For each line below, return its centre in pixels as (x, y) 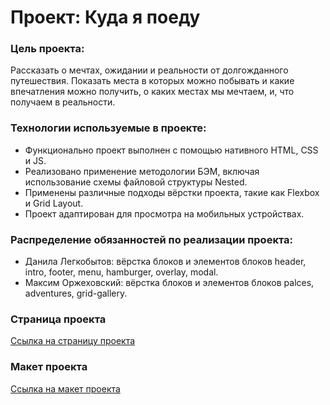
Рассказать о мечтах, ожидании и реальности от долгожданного (149, 70)
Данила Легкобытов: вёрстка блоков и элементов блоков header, (165, 262)
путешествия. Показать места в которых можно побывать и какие (152, 81)
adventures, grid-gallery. (76, 293)
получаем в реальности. (63, 102)
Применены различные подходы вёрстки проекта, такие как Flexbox (172, 192)
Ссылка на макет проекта (65, 388)
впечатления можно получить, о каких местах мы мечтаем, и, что (152, 92)
